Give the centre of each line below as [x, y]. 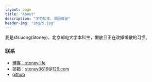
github [18, 74]
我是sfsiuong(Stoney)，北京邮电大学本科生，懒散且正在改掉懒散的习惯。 [77, 37]
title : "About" [20, 14]
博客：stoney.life [29, 63]
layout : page [18, 9]
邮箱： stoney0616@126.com [41, 69]
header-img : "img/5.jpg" [30, 23]
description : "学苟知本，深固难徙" [38, 18]
